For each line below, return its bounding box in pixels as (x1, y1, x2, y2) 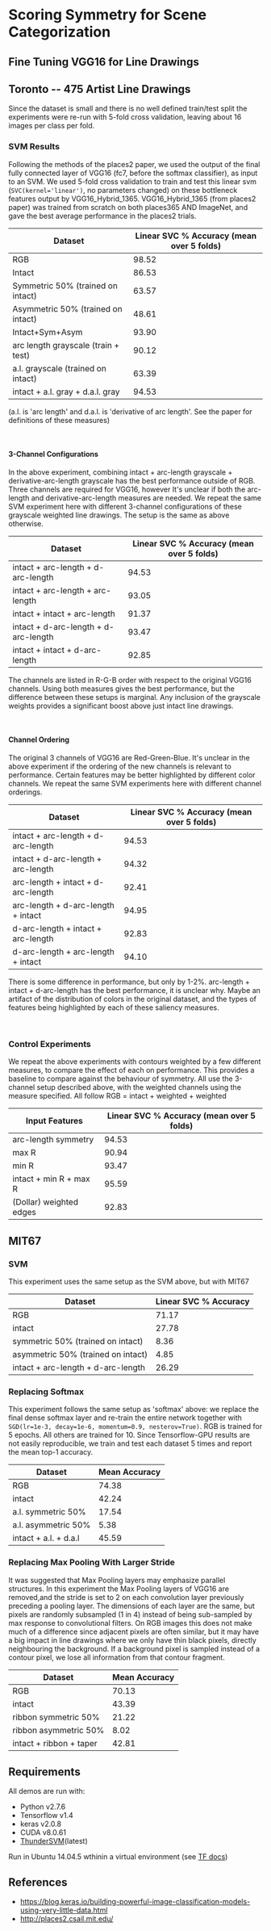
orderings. (8, 787, 43, 797)
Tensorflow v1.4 (19, 1811, 74, 1820)
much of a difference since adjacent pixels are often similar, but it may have (8, 1627, 260, 1636)
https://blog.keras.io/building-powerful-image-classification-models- (19, 1897, 251, 1907)
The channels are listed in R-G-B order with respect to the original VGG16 (8, 675, 252, 685)
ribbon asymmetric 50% (12, 1724, 105, 1736)
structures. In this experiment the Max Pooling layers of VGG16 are (8, 1584, 230, 1594)
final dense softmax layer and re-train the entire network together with (8, 1413, 242, 1422)
